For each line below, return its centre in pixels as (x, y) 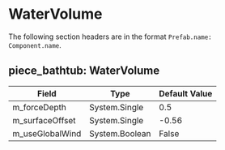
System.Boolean (120, 133)
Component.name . (35, 45)
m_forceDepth (39, 107)
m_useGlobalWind (47, 133)
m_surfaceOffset (44, 120)
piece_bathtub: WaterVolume (84, 71)
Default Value (186, 93)
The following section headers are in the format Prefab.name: (110, 36)
